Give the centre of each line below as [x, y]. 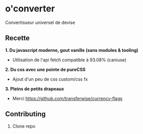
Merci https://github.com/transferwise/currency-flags [68, 98]
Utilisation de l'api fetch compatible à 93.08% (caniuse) [69, 60]
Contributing [25, 114]
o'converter [30, 9]
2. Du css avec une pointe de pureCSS [45, 69]
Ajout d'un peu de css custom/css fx [50, 79]
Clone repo [24, 126]
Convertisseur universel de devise [40, 22]
